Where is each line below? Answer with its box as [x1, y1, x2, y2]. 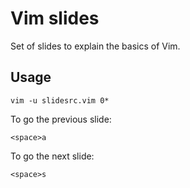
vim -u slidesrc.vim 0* [10, 95, 110, 106]
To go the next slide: [10, 150, 95, 162]
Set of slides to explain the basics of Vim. [10, 40, 181, 52]
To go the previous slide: [10, 113, 112, 125]
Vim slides [10, 7, 100, 30]
